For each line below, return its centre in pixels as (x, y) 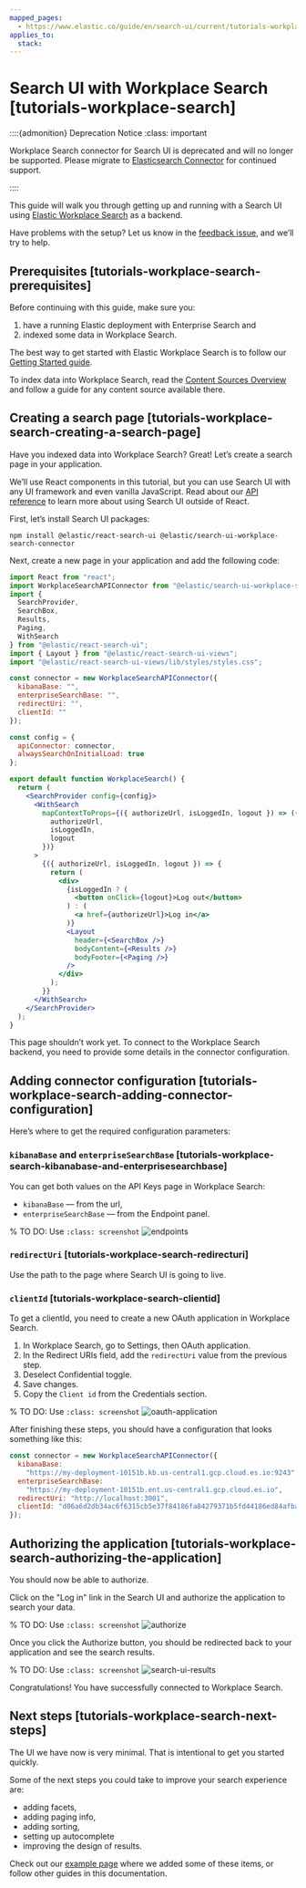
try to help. (30, 243)
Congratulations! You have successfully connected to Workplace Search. (147, 1687)
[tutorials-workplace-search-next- (176, 1716)
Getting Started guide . (51, 362)
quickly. (24, 1762)
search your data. (42, 1607)
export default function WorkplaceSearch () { (97, 779)
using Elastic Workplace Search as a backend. (96, 215)
